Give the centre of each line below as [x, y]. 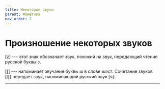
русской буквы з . [23, 62]
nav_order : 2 [18, 19]
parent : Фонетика [23, 14]
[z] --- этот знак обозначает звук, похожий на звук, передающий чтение [82, 57]
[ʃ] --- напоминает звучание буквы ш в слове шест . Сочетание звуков [79, 71]
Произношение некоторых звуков [79, 43]
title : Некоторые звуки [29, 10]
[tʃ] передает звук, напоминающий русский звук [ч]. [60, 77]
